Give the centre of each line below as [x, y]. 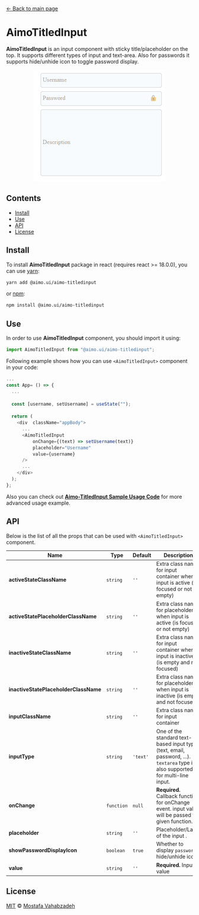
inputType [21, 756]
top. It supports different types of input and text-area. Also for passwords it [98, 55]
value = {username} [54, 454]
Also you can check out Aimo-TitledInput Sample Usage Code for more [94, 496]
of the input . [172, 836]
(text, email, [171, 750]
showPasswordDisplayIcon [43, 850]
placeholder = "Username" [62, 448]
